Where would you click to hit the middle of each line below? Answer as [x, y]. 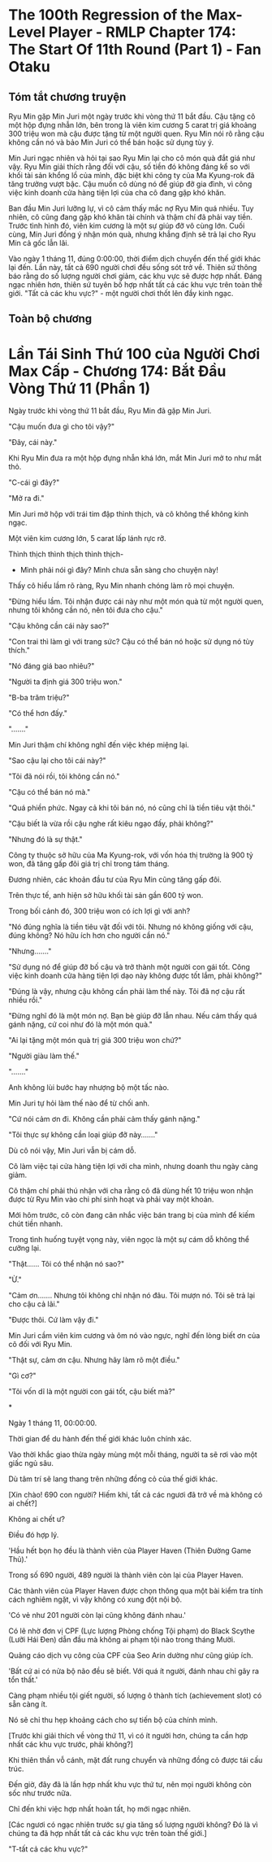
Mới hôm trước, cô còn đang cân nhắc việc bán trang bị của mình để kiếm [132, 1215]
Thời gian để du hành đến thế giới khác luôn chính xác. [100, 1439]
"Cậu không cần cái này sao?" [59, 626]
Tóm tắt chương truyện [67, 96]
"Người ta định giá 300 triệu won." [65, 682]
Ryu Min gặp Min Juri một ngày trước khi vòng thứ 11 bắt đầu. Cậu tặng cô [132, 116]
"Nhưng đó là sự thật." [45, 839]
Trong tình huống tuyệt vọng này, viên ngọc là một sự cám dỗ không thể [129, 1240]
